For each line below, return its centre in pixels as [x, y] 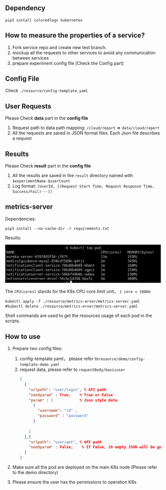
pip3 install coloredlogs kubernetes [44, 20]
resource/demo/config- [122, 359]
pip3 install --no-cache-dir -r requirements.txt [57, 228]
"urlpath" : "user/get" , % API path [65, 442]
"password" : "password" [63, 416]
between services [30, 58]
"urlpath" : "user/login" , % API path [67, 390]
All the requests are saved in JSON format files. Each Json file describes [86, 133]
